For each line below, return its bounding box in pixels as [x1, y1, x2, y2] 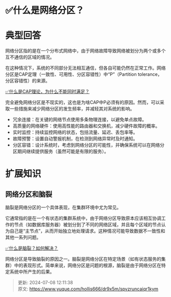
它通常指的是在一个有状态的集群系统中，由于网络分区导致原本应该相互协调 [5, 215, 161, 222]
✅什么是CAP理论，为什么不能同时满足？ [5, 89, 90, 95]
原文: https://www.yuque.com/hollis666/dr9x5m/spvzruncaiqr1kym [17, 286, 159, 292]
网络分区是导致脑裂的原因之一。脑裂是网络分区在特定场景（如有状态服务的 [5, 256, 161, 262]
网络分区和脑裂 [5, 190, 52, 199]
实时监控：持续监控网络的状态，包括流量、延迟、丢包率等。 [12, 129, 138, 136]
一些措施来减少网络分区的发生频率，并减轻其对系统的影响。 [9, 105, 135, 112]
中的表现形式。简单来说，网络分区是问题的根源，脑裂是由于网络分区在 [14, 262, 161, 268]
